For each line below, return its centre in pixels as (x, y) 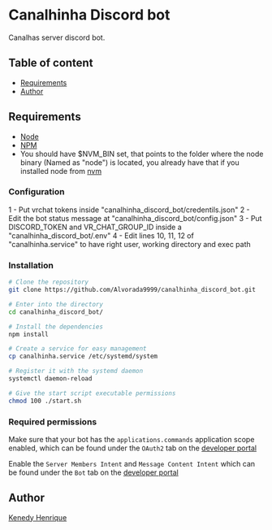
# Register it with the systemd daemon (76, 371)
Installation (31, 265)
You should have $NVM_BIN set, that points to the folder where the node (142, 154)
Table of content (51, 63)
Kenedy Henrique (38, 517)
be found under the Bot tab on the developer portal (93, 472)
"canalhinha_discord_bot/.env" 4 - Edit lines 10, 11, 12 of (101, 235)
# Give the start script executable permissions (92, 393)
